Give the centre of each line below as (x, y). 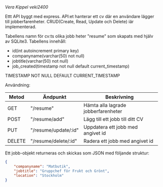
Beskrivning (119, 97)
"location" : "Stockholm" (39, 175)
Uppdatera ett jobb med (111, 127)
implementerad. (21, 27)
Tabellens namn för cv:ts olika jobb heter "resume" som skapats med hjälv (79, 36)
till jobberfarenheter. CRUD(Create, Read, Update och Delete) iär (69, 22)
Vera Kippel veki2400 (27, 7)
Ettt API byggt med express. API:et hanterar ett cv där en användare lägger (80, 16)
